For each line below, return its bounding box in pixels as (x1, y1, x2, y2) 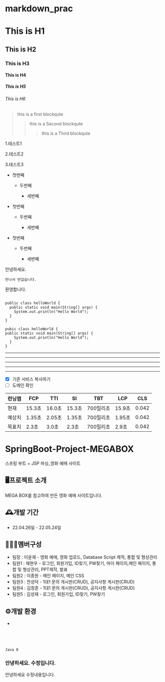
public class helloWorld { (5, 301, 60, 305)
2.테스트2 (5, 151, 24, 157)
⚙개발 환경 (5, 607, 37, 615)
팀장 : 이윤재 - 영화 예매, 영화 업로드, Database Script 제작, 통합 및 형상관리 (12, 554, 158, 560)
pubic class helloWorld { (5, 326, 58, 331)
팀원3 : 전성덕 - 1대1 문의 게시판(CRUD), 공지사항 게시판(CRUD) (12, 579, 135, 585)
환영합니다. (5, 286, 27, 292)
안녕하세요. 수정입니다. (5, 660, 56, 667)
